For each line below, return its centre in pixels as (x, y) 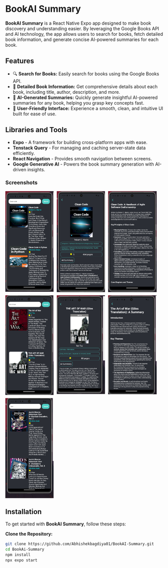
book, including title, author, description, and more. (66, 92)
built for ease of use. (34, 114)
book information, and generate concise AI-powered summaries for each (82, 39)
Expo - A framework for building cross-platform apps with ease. (80, 142)
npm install (18, 555)
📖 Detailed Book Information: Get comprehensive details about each (85, 86)
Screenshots (21, 182)
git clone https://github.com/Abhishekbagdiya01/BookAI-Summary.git (80, 544)
